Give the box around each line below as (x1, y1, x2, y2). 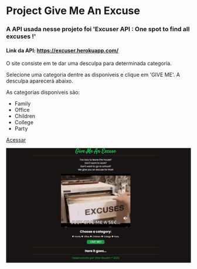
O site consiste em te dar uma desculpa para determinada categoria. (6, 60, 172, 67)
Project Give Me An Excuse (6, 4, 141, 18)
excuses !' (6, 32, 36, 40)
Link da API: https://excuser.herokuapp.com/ (6, 47, 119, 54)
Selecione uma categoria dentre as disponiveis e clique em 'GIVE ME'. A (6, 71, 181, 79)
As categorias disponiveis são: (6, 89, 80, 96)
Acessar (6, 137, 26, 144)
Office (14, 107, 30, 114)
